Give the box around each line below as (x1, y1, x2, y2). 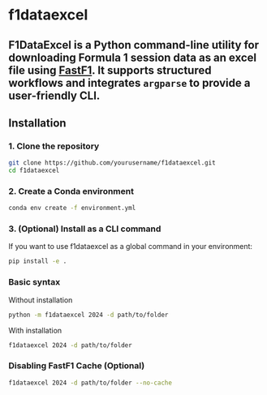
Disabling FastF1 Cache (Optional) (8, 360, 145, 371)
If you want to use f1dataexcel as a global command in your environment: (8, 242, 253, 251)
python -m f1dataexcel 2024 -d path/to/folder (8, 311, 169, 319)
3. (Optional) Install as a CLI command (8, 223, 161, 234)
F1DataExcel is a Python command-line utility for (8, 38, 260, 52)
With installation (8, 325, 62, 335)
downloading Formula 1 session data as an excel (8, 50, 257, 64)
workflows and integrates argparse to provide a (8, 75, 251, 90)
